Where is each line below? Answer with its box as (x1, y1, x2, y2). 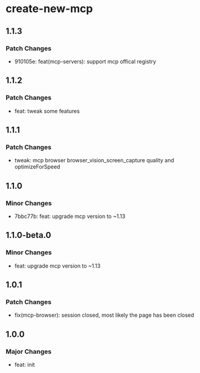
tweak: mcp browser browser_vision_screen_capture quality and (14, 157, 175, 164)
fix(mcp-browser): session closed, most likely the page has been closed (14, 311, 195, 319)
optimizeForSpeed (14, 163, 60, 171)
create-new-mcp (5, 2, 93, 16)
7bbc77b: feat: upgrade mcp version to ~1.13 (14, 213, 126, 220)
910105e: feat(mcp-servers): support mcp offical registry (14, 58, 156, 65)
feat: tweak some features (14, 107, 80, 114)
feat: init (14, 361, 35, 368)
